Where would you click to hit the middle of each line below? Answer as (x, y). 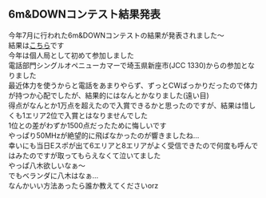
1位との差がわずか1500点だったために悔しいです (87, 125)
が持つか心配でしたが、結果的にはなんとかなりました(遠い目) (109, 95)
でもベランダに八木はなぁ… (54, 176)
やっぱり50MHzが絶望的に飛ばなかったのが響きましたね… (104, 135)
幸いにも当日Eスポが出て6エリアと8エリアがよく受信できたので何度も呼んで (133, 145)
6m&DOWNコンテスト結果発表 (85, 14)
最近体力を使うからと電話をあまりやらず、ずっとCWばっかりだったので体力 (133, 85)
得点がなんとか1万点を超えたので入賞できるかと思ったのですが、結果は (125, 105)
